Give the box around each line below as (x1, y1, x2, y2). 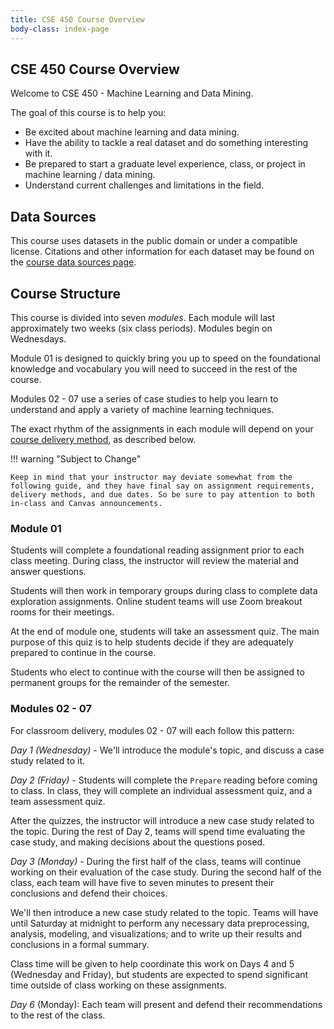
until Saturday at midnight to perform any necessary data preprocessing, (10, 917, 310, 929)
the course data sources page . (10, 256, 137, 268)
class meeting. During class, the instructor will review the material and (10, 555, 299, 567)
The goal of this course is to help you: (10, 107, 167, 119)
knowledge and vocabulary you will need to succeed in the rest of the (10, 362, 298, 375)
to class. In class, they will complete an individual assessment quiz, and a (10, 784, 313, 796)
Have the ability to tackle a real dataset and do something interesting (24, 137, 309, 149)
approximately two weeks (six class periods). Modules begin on (10, 322, 273, 334)
